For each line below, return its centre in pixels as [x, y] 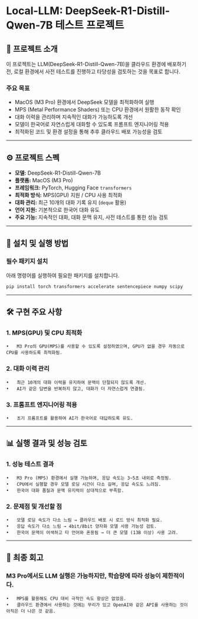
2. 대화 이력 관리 [28, 369]
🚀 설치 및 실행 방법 [37, 243]
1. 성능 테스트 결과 [30, 464]
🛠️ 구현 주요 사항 [34, 312]
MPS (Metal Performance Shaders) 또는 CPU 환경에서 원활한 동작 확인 [98, 110]
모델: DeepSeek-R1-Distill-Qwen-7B [58, 173]
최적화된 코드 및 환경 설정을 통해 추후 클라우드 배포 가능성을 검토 [88, 132]
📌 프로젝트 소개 [32, 49]
